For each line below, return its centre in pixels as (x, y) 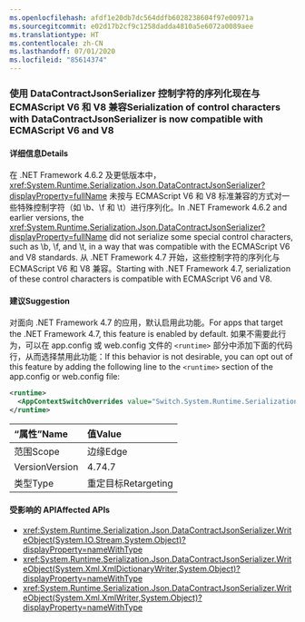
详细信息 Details (39, 153)
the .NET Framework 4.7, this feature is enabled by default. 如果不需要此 (144, 334)
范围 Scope (37, 451)
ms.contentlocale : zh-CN (56, 43)
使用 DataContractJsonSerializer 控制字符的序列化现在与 (135, 94)
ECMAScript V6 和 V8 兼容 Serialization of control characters (145, 107)
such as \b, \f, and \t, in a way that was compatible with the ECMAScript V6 (150, 247)
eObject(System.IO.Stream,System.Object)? (104, 540)
